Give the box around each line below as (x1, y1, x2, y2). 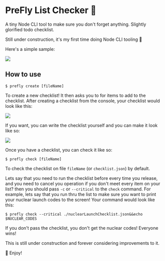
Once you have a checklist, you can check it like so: (5, 147, 112, 153)
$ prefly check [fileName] (5, 156, 62, 162)
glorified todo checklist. (5, 26, 54, 32)
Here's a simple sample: (5, 46, 55, 52)
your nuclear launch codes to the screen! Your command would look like (5, 197, 155, 203)
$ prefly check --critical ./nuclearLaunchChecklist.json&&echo (5, 212, 143, 217)
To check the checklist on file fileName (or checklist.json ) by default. (5, 165, 150, 171)
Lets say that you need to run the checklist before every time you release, (5, 175, 158, 181)
